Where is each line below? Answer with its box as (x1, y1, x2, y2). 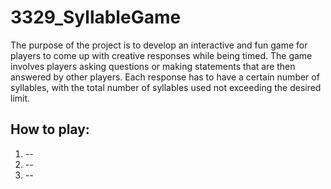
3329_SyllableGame (10, 6, 182, 29)
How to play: (10, 121, 90, 138)
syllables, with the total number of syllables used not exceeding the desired (10, 81, 322, 93)
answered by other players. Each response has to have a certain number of (10, 71, 320, 83)
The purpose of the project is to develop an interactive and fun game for (10, 39, 308, 51)
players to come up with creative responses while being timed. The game (10, 49, 313, 61)
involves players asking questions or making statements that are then (10, 60, 296, 72)
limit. (10, 92, 31, 104)
